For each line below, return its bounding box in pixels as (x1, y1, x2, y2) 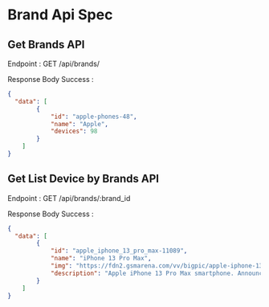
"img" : (50, 262, 73, 270)
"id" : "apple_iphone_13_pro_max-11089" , (50, 247, 188, 255)
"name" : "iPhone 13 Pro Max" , (50, 255, 152, 263)
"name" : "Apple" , (50, 120, 109, 128)
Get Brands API (7, 38, 85, 51)
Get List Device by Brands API (7, 172, 160, 186)
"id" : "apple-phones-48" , (50, 113, 137, 121)
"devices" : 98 (50, 127, 98, 136)
